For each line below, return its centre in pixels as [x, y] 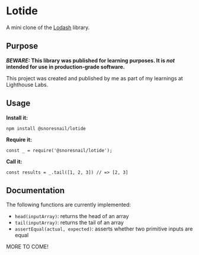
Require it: [19, 139]
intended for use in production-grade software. [66, 67]
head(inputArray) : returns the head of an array [72, 216]
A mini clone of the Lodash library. [48, 27]
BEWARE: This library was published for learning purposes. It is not [91, 60]
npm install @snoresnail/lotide [46, 128]
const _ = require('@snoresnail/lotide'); [59, 150]
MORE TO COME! [27, 247]
